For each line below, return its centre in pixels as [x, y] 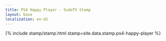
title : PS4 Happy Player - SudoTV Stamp [48, 10]
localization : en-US [27, 19]
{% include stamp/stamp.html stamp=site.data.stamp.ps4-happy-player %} [83, 33]
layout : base [19, 14]
